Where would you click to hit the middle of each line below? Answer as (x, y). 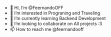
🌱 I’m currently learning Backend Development (58, 18)
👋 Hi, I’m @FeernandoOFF (36, 8)
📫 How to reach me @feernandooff (47, 29)
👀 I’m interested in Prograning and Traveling (55, 13)
